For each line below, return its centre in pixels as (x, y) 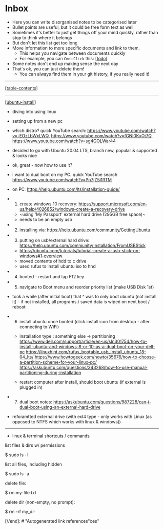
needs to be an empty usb (46, 219)
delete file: (16, 483)
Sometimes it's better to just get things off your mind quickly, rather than (85, 32)
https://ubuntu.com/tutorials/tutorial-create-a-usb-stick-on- (80, 250)
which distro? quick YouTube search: (49, 131)
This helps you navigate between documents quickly (72, 53)
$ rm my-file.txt (21, 492)
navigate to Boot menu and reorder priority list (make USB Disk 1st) (87, 287)
